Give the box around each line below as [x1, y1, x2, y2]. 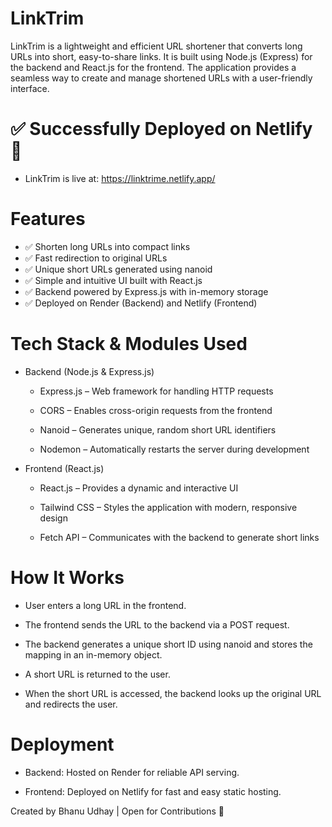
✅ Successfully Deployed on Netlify [10, 118, 313, 141]
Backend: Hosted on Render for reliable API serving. [24, 766, 240, 778]
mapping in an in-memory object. [24, 648, 163, 661]
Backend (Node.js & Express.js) [24, 365, 155, 377]
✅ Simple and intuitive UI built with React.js [24, 274, 203, 286]
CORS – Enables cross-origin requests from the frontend [39, 404, 273, 416]
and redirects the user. [24, 698, 118, 710]
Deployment [10, 733, 115, 756]
